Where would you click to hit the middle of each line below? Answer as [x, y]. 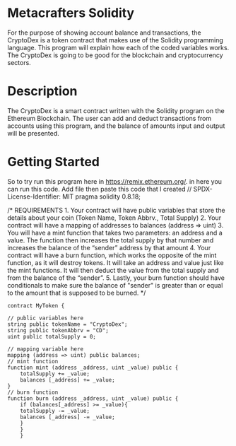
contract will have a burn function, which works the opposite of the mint [112, 255]
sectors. [19, 62]
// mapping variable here [45, 349]
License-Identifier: [34, 196]
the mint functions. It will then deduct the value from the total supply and [113, 270]
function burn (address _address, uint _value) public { [93, 398]
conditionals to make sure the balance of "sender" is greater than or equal [115, 285]
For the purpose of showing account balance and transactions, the [104, 33]
